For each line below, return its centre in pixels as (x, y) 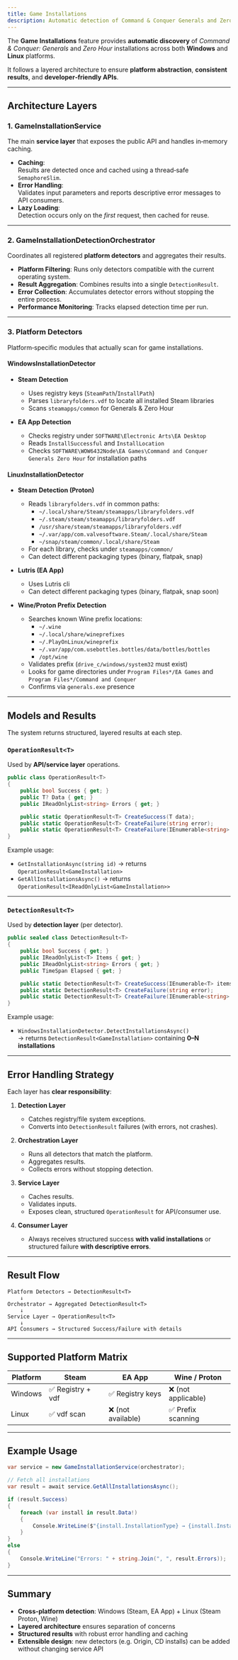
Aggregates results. (57, 1161)
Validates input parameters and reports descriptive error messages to (119, 193)
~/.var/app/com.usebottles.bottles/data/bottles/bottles (124, 650)
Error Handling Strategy (61, 1075)
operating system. (44, 277)
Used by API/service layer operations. (64, 765)
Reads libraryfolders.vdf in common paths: (94, 504)
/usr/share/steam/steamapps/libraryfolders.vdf (110, 527)
